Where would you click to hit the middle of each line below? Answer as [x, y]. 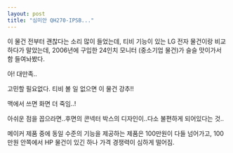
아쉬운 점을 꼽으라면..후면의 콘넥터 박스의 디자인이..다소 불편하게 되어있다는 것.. [116, 118]
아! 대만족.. [22, 74]
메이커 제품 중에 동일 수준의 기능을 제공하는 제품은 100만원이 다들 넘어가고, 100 [116, 133]
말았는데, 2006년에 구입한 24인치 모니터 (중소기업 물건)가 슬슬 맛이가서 [124, 50]
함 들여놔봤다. [26, 59]
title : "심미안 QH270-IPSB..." [51, 20]
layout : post [26, 14]
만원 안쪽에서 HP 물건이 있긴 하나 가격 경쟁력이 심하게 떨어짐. [91, 142]
